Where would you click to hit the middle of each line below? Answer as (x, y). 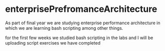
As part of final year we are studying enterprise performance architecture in (83, 23)
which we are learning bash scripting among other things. (64, 28)
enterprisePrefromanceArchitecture (81, 9)
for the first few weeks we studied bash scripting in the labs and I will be (79, 38)
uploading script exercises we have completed (53, 43)
